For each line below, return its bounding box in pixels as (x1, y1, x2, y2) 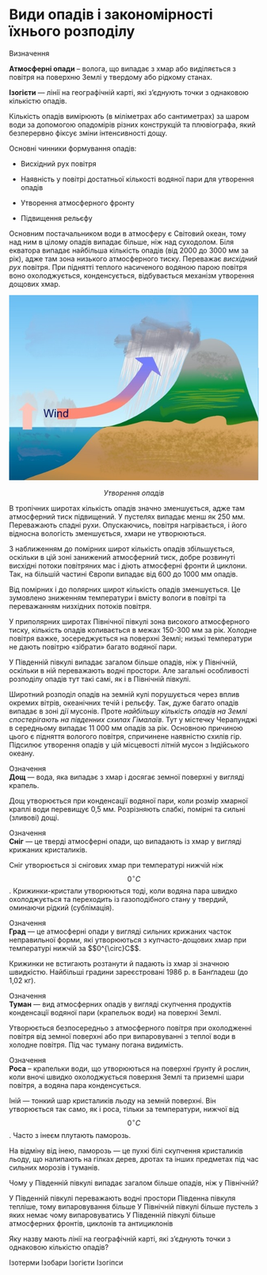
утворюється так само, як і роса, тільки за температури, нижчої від (9, 1105, 239, 1114)
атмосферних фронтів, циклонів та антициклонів (9, 1219, 174, 1228)
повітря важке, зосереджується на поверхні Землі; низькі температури (9, 634, 253, 643)
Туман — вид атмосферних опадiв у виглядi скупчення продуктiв (9, 999, 232, 1009)
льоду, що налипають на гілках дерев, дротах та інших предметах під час (9, 1155, 259, 1164)
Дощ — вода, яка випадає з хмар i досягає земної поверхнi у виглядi (9, 772, 245, 782)
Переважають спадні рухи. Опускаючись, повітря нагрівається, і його (9, 520, 248, 530)
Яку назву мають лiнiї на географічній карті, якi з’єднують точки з (9, 1234, 231, 1244)
